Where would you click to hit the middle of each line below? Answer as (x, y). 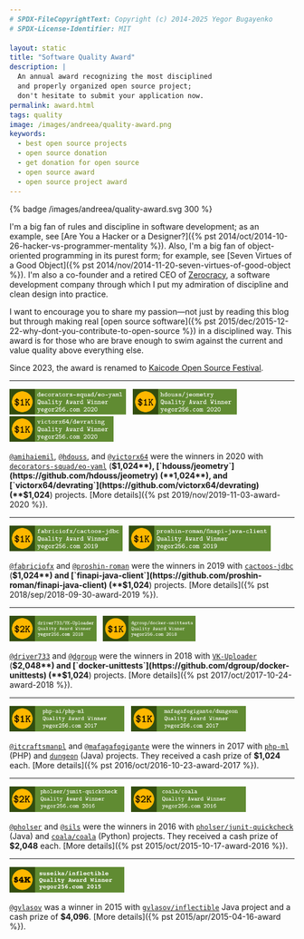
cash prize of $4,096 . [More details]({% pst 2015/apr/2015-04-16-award (145, 916)
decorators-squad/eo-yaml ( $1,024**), (82, 465)
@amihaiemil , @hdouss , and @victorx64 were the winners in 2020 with (137, 456)
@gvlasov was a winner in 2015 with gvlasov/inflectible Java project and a (150, 906)
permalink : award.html (52, 105)
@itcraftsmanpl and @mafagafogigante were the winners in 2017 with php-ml (149, 746)
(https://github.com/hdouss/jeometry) (84, 475)
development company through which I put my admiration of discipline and (149, 284)
